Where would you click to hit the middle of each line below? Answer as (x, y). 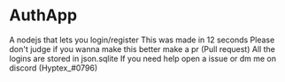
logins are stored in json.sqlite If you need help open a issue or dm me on (143, 58)
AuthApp (43, 15)
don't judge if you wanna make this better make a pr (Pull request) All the (142, 48)
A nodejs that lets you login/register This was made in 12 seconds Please (142, 40)
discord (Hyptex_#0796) (54, 68)
